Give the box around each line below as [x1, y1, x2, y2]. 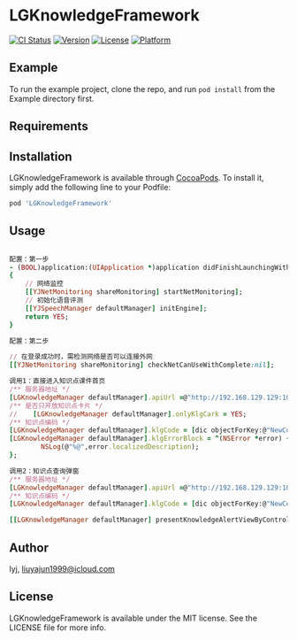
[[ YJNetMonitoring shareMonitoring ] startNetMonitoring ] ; [25, 288, 243, 297]
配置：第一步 [9, 254, 49, 264]
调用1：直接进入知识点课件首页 [9, 377, 106, 386]
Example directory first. [9, 93, 95, 104]
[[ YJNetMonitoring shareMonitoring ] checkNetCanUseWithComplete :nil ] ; [9, 360, 275, 370]
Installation [9, 149, 72, 164]
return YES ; [25, 312, 69, 321]
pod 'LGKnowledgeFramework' [9, 198, 113, 208]
